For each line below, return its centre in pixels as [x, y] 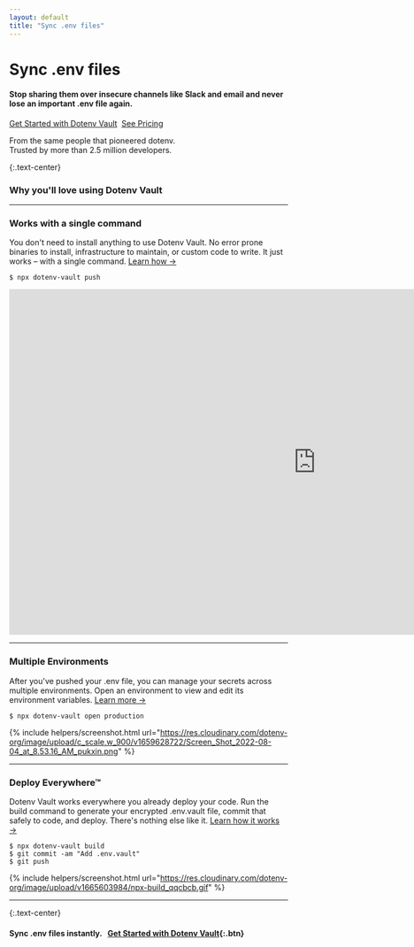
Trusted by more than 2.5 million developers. [91, 150]
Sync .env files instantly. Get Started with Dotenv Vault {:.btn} [127, 933]
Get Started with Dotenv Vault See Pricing [86, 123]
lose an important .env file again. [71, 104]
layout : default [39, 17]
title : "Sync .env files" [57, 26]
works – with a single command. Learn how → [93, 261]
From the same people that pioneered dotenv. [92, 140]
